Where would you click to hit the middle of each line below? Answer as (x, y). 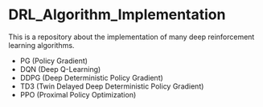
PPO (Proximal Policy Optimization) (78, 94)
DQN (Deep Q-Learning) (60, 69)
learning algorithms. (41, 45)
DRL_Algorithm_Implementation (117, 15)
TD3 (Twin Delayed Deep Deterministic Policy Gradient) (112, 86)
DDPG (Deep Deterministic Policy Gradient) (91, 77)
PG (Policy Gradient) (54, 61)
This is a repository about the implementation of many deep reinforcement (131, 37)
